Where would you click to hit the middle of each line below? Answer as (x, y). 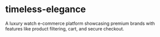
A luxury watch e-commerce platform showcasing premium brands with (80, 23)
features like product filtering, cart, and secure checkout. (65, 28)
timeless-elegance (46, 9)
